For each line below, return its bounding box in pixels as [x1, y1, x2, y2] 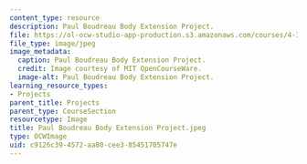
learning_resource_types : [9, 81, 108, 90]
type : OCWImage [9, 132, 68, 141]
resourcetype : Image [9, 115, 89, 124]
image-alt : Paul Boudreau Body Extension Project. [17, 73, 215, 82]
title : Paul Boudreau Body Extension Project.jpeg [9, 124, 206, 133]
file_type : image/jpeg [9, 38, 96, 48]
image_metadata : [9, 47, 71, 56]
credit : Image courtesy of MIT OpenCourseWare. [17, 65, 203, 74]
